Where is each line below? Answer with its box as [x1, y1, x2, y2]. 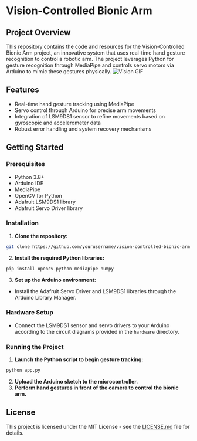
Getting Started [6, 143, 64, 152]
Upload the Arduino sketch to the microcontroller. [14, 378, 138, 385]
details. [6, 429, 24, 436]
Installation [6, 219, 39, 227]
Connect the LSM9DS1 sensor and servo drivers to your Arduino [14, 321, 170, 329]
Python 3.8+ [14, 173, 45, 180]
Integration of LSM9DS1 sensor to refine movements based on [14, 113, 165, 120]
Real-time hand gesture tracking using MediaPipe [14, 100, 135, 107]
